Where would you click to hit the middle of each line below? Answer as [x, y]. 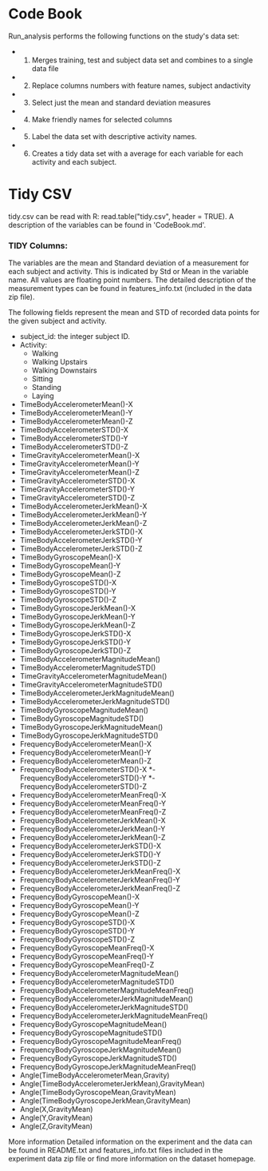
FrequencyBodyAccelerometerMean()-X [86, 744]
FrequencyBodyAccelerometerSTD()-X [83, 770]
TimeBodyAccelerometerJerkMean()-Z [83, 524]
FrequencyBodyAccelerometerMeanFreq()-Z [93, 812]
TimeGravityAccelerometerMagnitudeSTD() [91, 685]
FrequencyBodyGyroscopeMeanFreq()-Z [87, 965]
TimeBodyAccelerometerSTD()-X [74, 430]
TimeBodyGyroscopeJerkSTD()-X [75, 634]
